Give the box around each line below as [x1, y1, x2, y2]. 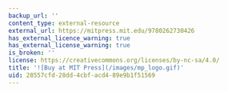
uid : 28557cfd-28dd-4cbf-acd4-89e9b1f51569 [8, 71, 156, 79]
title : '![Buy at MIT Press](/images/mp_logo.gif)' [8, 64, 184, 72]
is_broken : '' [8, 49, 56, 57]
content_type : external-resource [8, 19, 120, 27]
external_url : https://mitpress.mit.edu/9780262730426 [8, 26, 195, 34]
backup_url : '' [8, 11, 59, 20]
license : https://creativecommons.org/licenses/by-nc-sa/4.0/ [8, 57, 220, 65]
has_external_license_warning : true [8, 42, 130, 50]
